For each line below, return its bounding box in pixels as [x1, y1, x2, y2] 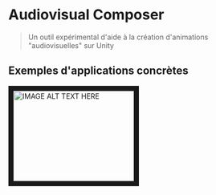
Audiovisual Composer [8, 6, 165, 24]
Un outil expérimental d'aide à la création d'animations [27, 32, 209, 42]
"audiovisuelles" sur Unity [27, 40, 115, 50]
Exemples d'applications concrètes [8, 64, 189, 78]
